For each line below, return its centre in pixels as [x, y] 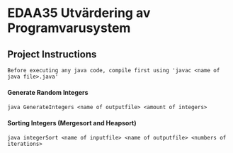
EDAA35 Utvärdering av [79, 13]
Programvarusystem [69, 28]
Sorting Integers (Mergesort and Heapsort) [72, 123]
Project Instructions [52, 54]
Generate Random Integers [48, 92]
